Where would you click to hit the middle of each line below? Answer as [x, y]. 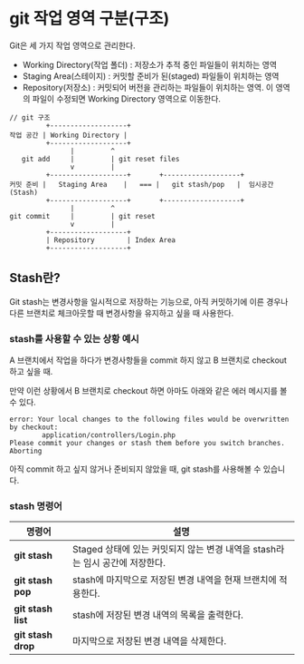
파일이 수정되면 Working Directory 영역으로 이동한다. [127, 98]
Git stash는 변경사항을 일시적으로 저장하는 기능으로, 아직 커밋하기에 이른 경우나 [149, 301]
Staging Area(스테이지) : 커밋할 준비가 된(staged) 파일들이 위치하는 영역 [151, 76]
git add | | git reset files [100, 159]
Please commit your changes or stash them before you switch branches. [147, 444]
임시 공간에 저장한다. [124, 563]
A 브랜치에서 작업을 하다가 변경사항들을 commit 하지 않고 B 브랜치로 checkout [148, 360]
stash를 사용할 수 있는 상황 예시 [75, 338]
